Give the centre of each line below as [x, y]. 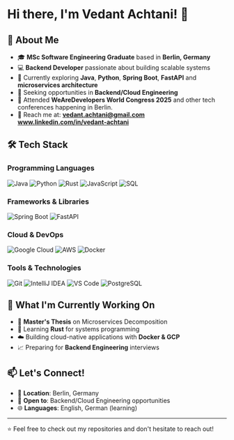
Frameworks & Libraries [48, 202]
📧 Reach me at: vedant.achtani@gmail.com [81, 115]
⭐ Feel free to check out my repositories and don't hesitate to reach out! [110, 429]
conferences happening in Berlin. [65, 107]
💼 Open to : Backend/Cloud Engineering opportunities [94, 401]
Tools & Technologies [44, 268]
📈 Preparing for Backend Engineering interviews [88, 347]
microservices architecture [57, 85]
